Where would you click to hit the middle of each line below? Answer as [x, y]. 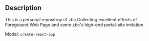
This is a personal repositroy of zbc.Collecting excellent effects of [71, 19]
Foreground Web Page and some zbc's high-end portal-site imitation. [75, 25]
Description [23, 8]
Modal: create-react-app [30, 34]
